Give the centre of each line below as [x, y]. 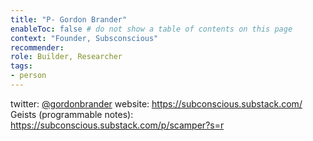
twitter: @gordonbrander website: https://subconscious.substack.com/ [156, 103]
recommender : [37, 47]
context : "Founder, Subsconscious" [84, 38]
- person [28, 76]
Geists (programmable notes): [72, 114]
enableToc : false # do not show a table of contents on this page [151, 29]
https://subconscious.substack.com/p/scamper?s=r [117, 125]
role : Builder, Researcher [66, 57]
